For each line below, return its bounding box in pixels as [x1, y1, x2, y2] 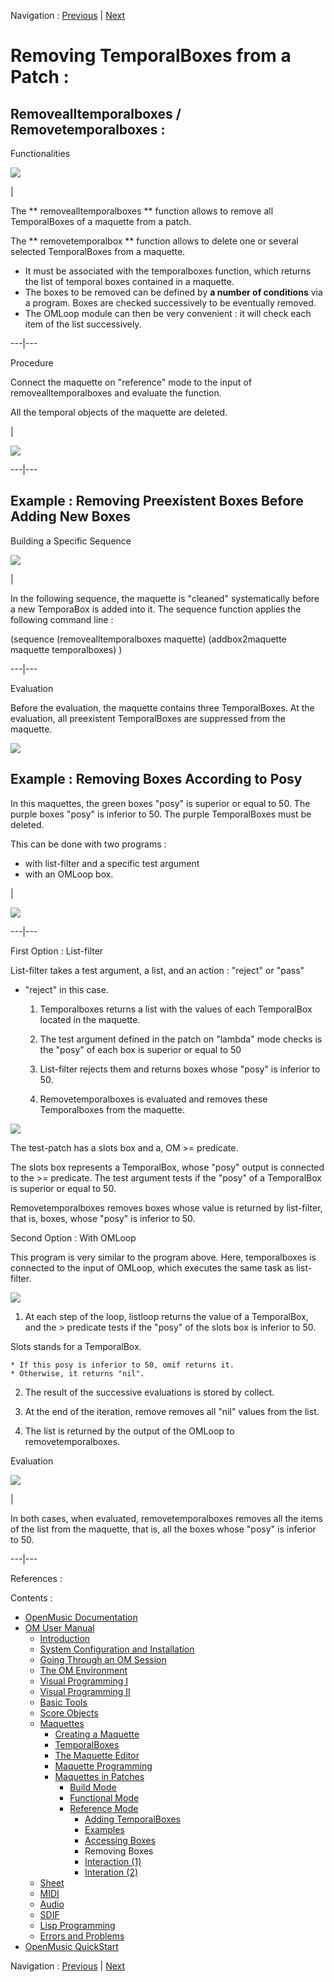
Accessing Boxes [84, 1834, 156, 1846]
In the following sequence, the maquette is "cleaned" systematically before [10, 592, 320, 604]
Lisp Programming [39, 1919, 116, 1931]
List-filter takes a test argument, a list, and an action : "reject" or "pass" [10, 964, 305, 976]
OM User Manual [24, 1621, 95, 1634]
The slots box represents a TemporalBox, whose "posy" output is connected [10, 1161, 325, 1173]
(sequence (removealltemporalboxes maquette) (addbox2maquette [10, 633, 287, 645]
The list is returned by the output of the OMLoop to [24, 1425, 235, 1437]
